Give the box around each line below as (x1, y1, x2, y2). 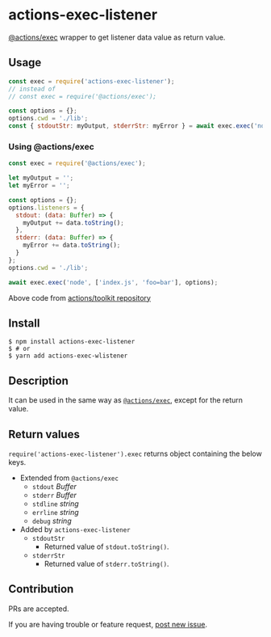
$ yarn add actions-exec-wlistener (8, 352, 128, 361)
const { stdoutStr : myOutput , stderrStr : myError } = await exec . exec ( (8, 122, 254, 130)
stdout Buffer (31, 481, 77, 491)
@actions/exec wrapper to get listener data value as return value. (8, 32, 226, 42)
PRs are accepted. (8, 604, 70, 614)
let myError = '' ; (8, 182, 70, 190)
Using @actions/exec (8, 141, 94, 152)
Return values (8, 427, 81, 441)
